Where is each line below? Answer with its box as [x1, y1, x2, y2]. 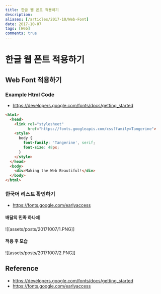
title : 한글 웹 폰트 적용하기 [5, 7, 59, 13]
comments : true [5, 31, 37, 36]
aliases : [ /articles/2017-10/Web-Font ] [5, 17, 89, 22]
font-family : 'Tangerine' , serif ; [23, 140, 96, 145]
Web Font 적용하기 [5, 76, 62, 84]
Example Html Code [5, 91, 55, 98]
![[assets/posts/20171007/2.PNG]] [5, 250, 75, 256]
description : [5, 12, 33, 17]
